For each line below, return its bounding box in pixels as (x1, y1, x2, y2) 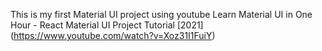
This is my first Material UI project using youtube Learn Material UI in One (10, 9, 313, 20)
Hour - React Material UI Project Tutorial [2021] (10, 19, 204, 31)
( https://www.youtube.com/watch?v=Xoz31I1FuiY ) (10, 30, 216, 41)
